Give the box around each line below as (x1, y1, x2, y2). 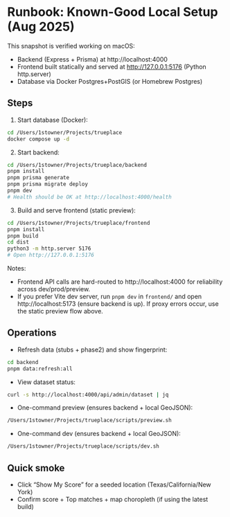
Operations (7, 327, 57, 339)
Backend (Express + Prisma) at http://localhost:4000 (17, 55, 168, 63)
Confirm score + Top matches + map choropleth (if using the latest (17, 496, 209, 503)
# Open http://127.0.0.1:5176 (7, 252, 95, 259)
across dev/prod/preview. (17, 285, 91, 293)
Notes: (7, 264, 26, 272)
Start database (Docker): (17, 116, 88, 124)
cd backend (7, 359, 39, 365)
